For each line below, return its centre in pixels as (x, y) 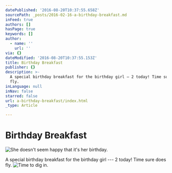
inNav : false (19, 91)
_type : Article (21, 106)
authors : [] (18, 24)
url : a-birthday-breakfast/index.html (47, 101)
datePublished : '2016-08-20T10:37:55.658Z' (52, 10)
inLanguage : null (24, 86)
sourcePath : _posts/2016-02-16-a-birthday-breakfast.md (66, 15)
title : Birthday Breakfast (34, 63)
